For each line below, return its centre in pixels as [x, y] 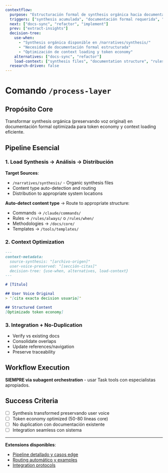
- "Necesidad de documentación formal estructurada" [74, 47]
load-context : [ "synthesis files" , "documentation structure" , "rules [89, 61]
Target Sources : [22, 173]
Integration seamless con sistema [47, 430]
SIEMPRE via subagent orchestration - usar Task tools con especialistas [80, 380]
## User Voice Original [30, 294]
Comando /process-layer [58, 91]
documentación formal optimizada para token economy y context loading [81, 127]
